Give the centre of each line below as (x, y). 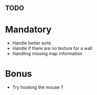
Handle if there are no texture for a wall (52, 48)
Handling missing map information (47, 53)
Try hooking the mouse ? (38, 87)
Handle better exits (32, 43)
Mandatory (28, 29)
